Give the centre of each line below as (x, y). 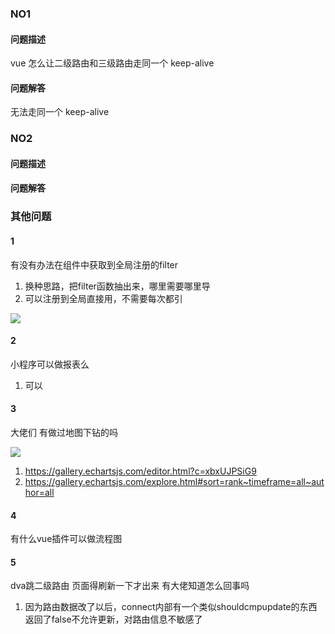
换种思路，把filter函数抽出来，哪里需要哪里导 (117, 286)
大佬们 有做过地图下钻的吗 (64, 432)
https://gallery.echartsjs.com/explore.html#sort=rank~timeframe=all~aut (174, 481)
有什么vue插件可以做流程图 (66, 539)
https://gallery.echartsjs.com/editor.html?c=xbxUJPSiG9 (140, 471)
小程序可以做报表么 (50, 364)
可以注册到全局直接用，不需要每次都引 (103, 298)
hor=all (39, 492)
